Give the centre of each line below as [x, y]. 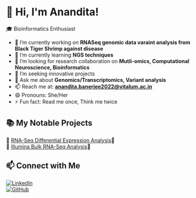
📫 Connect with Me [43, 166]
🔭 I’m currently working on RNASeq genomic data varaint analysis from [102, 42]
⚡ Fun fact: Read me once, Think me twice [66, 101]
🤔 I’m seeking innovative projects [55, 74]
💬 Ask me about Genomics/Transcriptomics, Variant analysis [90, 80]
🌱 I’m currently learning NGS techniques [64, 55]
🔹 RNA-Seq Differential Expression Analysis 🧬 [60, 140]
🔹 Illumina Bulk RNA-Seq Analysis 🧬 [49, 146]
